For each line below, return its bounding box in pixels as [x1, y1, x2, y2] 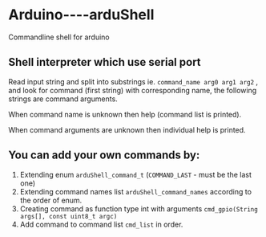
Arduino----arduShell [8, 6, 155, 24]
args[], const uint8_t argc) [19, 212, 118, 220]
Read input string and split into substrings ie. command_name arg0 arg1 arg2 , [8, 76, 259, 86]
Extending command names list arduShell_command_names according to [19, 186, 252, 196]
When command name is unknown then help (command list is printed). [8, 109, 242, 119]
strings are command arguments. [8, 94, 118, 104]
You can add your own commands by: [8, 149, 200, 162]
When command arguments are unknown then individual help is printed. [8, 125, 246, 134]
